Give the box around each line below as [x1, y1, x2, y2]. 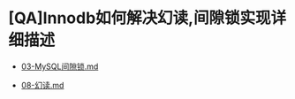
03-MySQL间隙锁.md [20, 61, 99, 72]
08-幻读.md [20, 80, 64, 90]
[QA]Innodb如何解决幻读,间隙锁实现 [8, 8, 271, 28]
